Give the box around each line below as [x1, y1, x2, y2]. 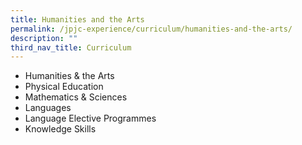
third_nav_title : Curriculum [10, 42, 132, 53]
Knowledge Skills [24, 123, 97, 135]
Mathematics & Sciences [24, 91, 128, 103]
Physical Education [24, 81, 104, 93]
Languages [24, 102, 72, 114]
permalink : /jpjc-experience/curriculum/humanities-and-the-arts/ [10, 24, 293, 34]
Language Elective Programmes [24, 112, 157, 125]
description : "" [10, 33, 78, 43]
